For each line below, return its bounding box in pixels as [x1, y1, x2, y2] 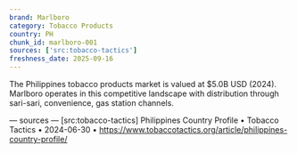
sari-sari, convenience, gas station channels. [9, 98, 174, 108]
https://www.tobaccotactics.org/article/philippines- [99, 125, 288, 134]
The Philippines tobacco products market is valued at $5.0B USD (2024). [9, 79, 277, 89]
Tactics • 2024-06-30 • [9, 125, 98, 134]
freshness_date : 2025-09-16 [9, 54, 114, 63]
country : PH [9, 29, 54, 38]
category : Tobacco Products [9, 21, 114, 30]
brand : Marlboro [9, 12, 70, 22]
